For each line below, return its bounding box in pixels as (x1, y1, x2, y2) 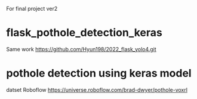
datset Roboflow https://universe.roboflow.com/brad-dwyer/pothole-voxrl (6, 86, 188, 93)
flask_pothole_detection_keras (6, 26, 162, 39)
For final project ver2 (6, 5, 58, 12)
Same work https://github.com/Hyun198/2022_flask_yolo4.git (6, 45, 156, 52)
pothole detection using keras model (6, 67, 192, 80)
